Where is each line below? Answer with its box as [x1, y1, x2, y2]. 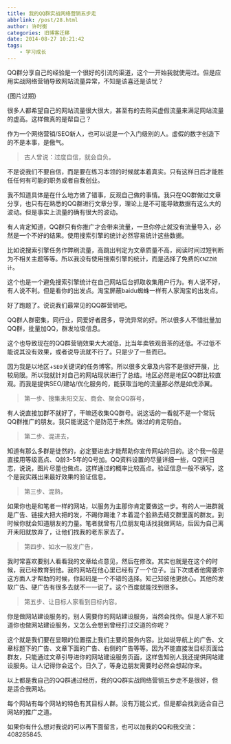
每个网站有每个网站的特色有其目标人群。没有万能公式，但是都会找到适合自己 [7, 699, 224, 707]
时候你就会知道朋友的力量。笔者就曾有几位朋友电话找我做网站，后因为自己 [7, 519, 218, 527]
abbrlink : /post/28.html [7, 17, 78, 23]
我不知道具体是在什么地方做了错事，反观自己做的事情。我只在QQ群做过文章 [7, 190, 221, 199]
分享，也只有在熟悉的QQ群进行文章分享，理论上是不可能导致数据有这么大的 [7, 199, 221, 208]
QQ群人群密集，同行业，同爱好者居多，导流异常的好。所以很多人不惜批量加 [7, 315, 221, 324]
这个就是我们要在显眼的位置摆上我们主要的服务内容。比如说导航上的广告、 [7, 635, 218, 643]
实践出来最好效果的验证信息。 [25, 472, 110, 481]
